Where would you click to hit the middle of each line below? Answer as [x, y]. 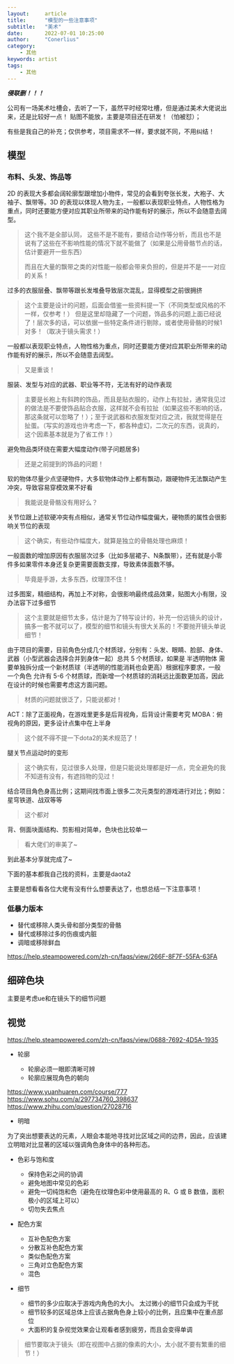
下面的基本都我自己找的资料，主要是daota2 [69, 874]
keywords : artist [32, 59]
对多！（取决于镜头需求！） [64, 332]
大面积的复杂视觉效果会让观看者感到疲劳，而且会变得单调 [110, 1330]
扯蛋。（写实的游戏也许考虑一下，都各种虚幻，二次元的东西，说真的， [123, 426]
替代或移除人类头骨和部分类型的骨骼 [69, 925]
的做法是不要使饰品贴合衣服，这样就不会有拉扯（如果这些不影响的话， [125, 408]
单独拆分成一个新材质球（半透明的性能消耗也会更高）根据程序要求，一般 [117, 667]
